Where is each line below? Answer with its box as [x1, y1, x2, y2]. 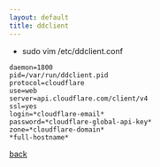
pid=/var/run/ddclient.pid [9, 70, 109, 80]
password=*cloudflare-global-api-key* [9, 117, 152, 126]
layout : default [9, 12, 69, 22]
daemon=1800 [9, 63, 53, 72]
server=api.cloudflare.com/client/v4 [9, 94, 149, 103]
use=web [9, 86, 38, 95]
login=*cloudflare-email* [9, 109, 104, 118]
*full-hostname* [9, 132, 69, 142]
